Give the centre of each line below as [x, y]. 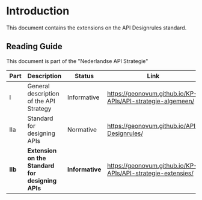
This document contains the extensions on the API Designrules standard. [96, 28]
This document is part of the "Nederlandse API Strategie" [77, 61]
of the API [41, 101]
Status [84, 76]
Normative [82, 129]
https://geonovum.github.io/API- [153, 126]
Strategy [39, 108]
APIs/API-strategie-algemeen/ [151, 101]
